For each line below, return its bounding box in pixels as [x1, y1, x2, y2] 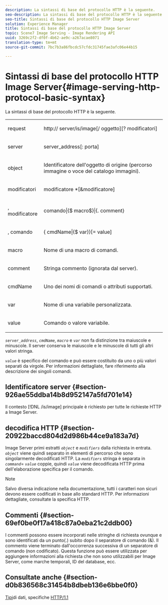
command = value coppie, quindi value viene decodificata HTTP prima [5, 461, 145, 467]
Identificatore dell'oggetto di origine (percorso [43, 161, 152, 168]
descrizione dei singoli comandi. [5, 368, 72, 374]
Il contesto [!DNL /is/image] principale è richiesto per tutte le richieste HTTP [5, 404, 161, 410]
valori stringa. [5, 348, 33, 354]
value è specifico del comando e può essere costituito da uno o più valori [5, 357, 156, 364]
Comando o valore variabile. [43, 319, 110, 326]
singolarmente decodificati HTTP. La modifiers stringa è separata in [5, 456, 145, 462]
